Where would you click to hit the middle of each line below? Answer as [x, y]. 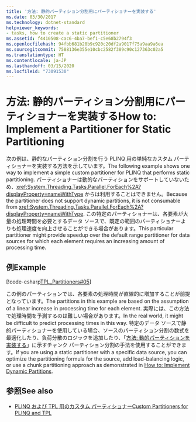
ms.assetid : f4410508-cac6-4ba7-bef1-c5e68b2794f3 [69, 39]
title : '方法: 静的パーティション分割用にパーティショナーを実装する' [81, 11]
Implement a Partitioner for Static [89, 129]
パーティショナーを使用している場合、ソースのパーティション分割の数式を [100, 330]
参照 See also [30, 391]
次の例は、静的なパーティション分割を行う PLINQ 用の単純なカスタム [89, 159]
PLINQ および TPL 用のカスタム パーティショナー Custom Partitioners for [101, 406]
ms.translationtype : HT [35, 55]
